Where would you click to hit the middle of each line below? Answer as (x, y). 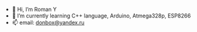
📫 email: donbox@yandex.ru (48, 22)
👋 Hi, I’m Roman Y (34, 9)
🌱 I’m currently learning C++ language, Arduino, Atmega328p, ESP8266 (102, 16)
